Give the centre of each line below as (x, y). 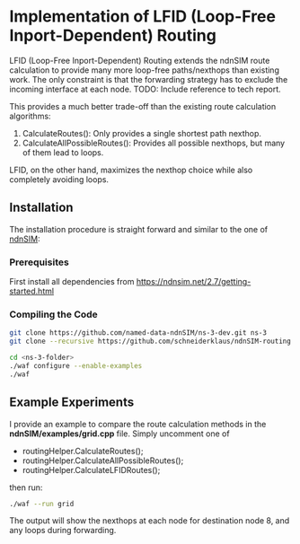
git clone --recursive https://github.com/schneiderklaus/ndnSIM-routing (150, 342)
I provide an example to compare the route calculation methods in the (138, 424)
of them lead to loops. (63, 152)
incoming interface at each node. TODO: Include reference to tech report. (145, 89)
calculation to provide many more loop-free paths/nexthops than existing (145, 70)
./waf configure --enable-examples (76, 365)
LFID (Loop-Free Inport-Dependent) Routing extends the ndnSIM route (140, 60)
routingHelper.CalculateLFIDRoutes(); (91, 469)
